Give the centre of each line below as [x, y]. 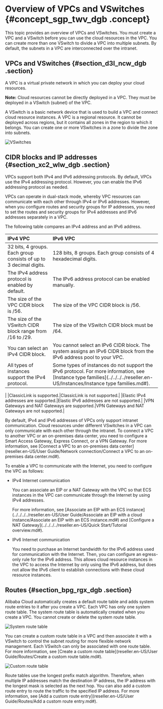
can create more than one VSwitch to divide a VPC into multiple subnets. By [81, 43]
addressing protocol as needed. [37, 187]
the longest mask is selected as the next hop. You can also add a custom [78, 686]
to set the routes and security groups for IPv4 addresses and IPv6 [71, 212]
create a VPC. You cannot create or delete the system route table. [71, 617]
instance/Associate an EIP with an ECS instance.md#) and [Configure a [83, 520]
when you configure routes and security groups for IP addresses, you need [80, 207]
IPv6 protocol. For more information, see [98, 371]
